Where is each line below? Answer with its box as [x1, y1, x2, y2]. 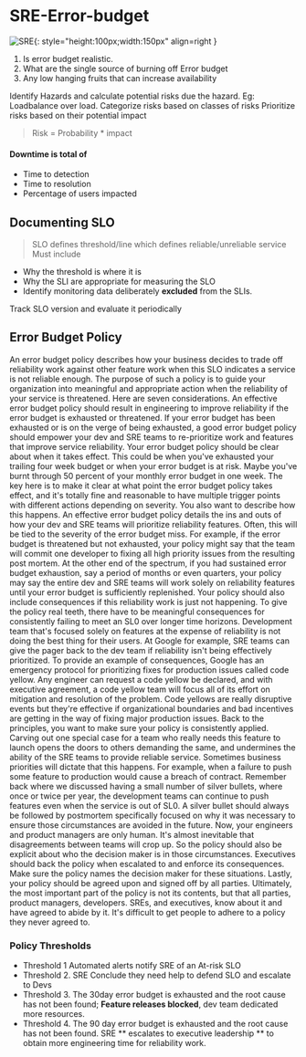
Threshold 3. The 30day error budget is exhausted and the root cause [22, 989, 286, 1000]
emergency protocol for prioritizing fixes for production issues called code [9, 664, 290, 675]
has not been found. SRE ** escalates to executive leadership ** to [22, 1028, 274, 1039]
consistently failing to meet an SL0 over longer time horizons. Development [9, 615, 292, 626]
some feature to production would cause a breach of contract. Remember [9, 770, 287, 781]
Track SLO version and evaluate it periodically [9, 303, 183, 314]
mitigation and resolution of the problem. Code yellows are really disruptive [9, 693, 292, 704]
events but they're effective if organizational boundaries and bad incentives [9, 703, 294, 714]
